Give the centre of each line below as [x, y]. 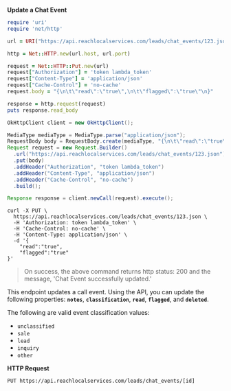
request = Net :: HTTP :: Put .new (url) [58, 66]
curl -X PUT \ [27, 211]
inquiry [28, 348]
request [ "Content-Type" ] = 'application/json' [75, 79]
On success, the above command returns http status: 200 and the [117, 272]
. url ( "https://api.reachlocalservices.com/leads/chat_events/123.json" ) [120, 154]
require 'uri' [27, 23]
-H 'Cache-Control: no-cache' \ [60, 229]
